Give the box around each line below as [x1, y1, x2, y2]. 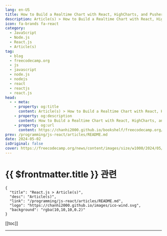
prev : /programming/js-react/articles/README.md [5, 132, 108, 137]
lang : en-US [5, 7, 30, 12]
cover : [5, 146, 19, 151]
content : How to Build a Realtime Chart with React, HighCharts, [18, 118, 157, 123]
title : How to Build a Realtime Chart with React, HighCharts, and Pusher [5, 12, 164, 17]
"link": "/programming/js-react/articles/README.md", [9, 198, 123, 204]
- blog [9, 53, 23, 59]
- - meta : [9, 100, 30, 105]
